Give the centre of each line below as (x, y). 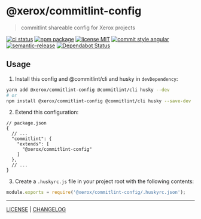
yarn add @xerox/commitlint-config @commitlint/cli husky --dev (88, 90)
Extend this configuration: (47, 112)
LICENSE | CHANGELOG (36, 209)
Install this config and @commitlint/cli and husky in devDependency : (96, 78)
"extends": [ (33, 144)
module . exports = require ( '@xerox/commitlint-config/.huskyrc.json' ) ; (96, 193)
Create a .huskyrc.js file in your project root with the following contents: (104, 181)
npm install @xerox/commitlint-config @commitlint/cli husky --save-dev (99, 101)
